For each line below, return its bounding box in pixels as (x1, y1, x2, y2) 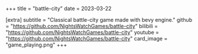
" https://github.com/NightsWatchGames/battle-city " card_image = (5, 35, 168, 42)
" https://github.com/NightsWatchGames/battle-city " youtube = (5, 29, 159, 36)
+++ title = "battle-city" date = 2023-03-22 (5, 5, 112, 12)
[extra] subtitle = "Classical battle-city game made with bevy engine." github (5, 16, 193, 23)
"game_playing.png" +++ (5, 41, 68, 48)
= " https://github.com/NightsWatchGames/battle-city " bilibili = (5, 23, 158, 29)
